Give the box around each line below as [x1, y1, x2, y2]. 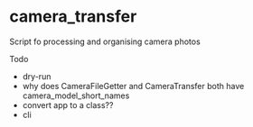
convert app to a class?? [22, 99, 114, 110]
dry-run [22, 70, 52, 82]
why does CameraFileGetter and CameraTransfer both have [22, 80, 245, 91]
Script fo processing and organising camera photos [9, 36, 201, 47]
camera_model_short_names [22, 90, 130, 101]
